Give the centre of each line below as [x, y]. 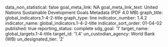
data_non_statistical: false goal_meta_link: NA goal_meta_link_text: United [81, 7]
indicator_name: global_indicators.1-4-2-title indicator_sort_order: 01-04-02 [84, 23]
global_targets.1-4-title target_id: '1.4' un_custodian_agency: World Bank [80, 34]
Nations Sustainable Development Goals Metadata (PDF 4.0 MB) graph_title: [84, 12]
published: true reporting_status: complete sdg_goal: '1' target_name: [77, 28]
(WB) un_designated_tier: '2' [35, 39]
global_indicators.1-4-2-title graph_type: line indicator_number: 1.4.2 [76, 18]
